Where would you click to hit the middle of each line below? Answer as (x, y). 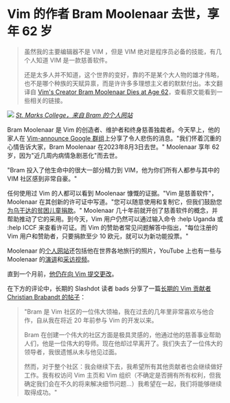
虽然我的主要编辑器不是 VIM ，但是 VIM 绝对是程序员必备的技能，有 (120, 51)
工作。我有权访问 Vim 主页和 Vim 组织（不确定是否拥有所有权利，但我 (123, 375)
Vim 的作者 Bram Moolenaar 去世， (107, 14)
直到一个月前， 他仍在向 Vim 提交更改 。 (62, 274)
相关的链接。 (48, 100)
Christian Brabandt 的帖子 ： (47, 297)
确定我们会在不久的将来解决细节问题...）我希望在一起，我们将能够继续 (123, 383)
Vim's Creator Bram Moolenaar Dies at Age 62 (103, 92)
